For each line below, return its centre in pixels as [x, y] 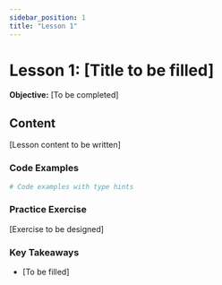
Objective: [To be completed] [64, 95]
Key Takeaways [44, 252]
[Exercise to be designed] [57, 229]
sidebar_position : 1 [48, 17]
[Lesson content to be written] [65, 145]
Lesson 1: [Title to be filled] [112, 70]
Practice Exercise [48, 210]
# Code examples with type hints [72, 186]
